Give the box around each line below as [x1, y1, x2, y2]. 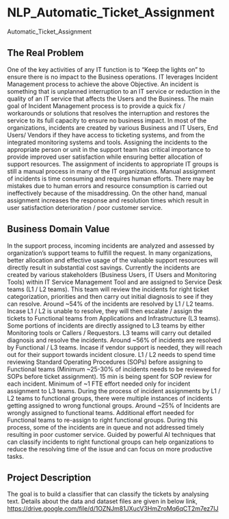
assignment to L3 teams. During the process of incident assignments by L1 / [7, 386, 221, 395]
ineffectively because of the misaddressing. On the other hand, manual [7, 189, 207, 197]
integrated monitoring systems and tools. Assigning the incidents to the [7, 138, 208, 146]
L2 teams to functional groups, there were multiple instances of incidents [7, 394, 213, 402]
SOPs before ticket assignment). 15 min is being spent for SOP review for [7, 372, 213, 380]
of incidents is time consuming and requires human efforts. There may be [7, 174, 214, 183]
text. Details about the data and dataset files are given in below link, [7, 497, 198, 505]
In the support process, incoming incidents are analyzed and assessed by [7, 241, 215, 250]
